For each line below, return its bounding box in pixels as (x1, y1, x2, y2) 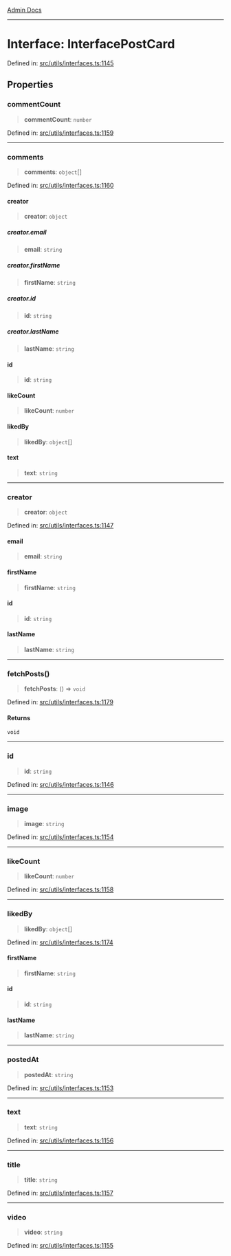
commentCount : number (23, 115, 92, 123)
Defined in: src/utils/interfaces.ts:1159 (7, 129, 114, 137)
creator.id (7, 294, 36, 302)
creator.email (7, 228, 47, 236)
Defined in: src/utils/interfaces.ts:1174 (7, 938, 113, 946)
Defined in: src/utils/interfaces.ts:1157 (7, 1189, 113, 1198)
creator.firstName (7, 261, 60, 269)
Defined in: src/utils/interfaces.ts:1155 (7, 1242, 113, 1250)
